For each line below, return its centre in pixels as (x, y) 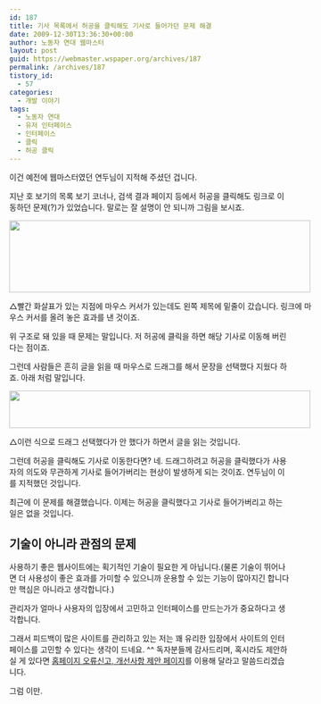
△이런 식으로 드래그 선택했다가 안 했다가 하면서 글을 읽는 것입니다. (125, 441)
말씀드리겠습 (263, 661)
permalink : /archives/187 (57, 68)
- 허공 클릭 (36, 150)
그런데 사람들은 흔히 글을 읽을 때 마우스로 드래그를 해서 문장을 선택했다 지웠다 (144, 366)
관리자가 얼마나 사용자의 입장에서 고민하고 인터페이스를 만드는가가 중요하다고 (143, 608)
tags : (19, 109)
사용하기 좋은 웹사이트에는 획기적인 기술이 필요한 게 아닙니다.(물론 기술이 (136, 567)
